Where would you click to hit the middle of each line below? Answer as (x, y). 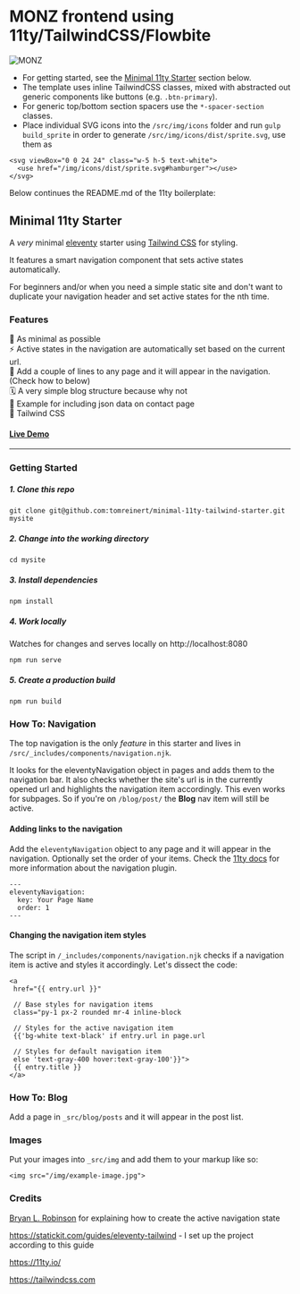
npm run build (36, 702)
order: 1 (33, 907)
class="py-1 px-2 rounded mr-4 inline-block (97, 1012)
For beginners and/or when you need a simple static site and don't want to (146, 286)
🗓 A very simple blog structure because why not (98, 391)
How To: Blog (39, 1097)
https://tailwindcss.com (52, 1279)
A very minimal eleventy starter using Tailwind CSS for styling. (124, 243)
